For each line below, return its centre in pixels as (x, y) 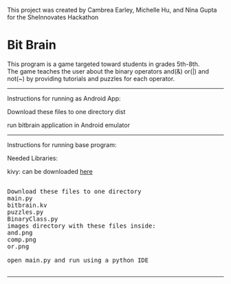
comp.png (22, 239)
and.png (20, 232)
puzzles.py (25, 212)
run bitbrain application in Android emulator (69, 125)
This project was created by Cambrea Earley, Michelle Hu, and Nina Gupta (112, 10)
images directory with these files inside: (81, 226)
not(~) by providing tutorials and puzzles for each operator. (91, 78)
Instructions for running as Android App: (64, 98)
